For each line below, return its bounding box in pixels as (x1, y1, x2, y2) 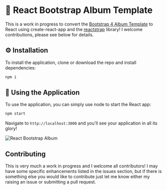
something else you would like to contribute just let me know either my (5, 173, 150, 179)
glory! (5, 125, 17, 131)
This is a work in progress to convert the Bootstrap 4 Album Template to (5, 21, 153, 27)
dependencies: (5, 64, 36, 70)
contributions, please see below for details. (5, 31, 94, 37)
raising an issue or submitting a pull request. (5, 179, 96, 185)
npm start (5, 111, 26, 116)
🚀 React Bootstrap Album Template (5, 4, 153, 16)
